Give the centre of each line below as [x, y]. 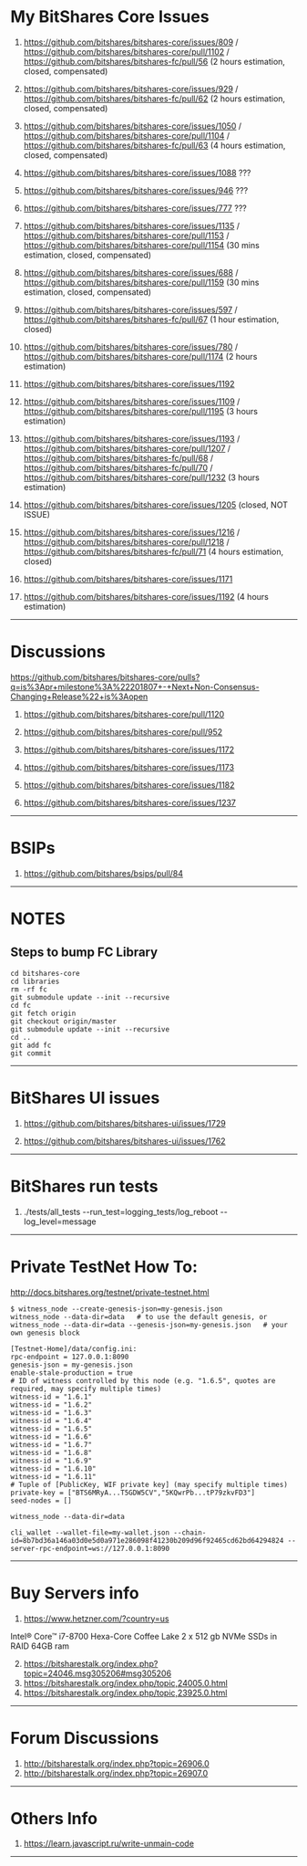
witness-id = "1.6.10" [53, 1468]
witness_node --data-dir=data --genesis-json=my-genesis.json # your [149, 1325]
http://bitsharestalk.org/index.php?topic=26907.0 [116, 1773]
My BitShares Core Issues [110, 17]
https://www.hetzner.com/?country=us [96, 1619]
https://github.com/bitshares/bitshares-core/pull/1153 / [126, 236]
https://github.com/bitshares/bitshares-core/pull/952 [123, 731]
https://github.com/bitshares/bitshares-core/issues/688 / [131, 272]
